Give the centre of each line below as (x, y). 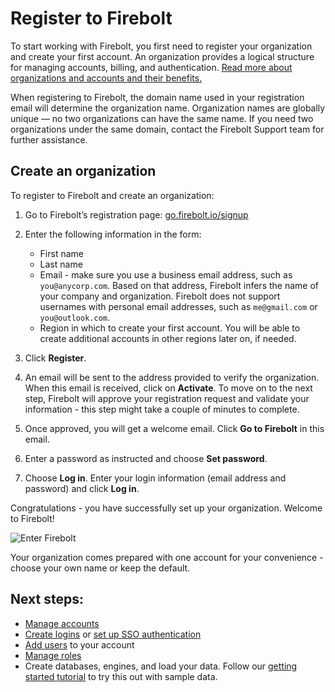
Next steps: (47, 599)
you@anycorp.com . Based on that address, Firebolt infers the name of (179, 285)
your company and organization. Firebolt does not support (160, 296)
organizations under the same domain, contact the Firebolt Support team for (167, 129)
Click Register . (55, 358)
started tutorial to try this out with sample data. (121, 676)
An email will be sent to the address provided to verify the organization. (172, 377)
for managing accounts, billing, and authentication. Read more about (151, 67)
